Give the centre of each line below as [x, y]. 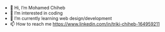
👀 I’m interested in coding [36, 13]
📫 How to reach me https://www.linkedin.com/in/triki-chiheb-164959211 [85, 24]
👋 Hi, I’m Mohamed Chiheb [38, 8]
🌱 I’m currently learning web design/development [61, 18]
